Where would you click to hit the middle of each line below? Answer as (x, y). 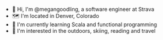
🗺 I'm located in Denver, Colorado (55, 16)
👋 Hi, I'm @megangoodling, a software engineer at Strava (83, 9)
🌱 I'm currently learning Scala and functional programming (85, 24)
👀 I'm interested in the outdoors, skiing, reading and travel (84, 31)
